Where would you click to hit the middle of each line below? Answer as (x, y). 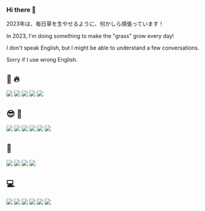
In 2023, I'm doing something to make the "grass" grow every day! (90, 36)
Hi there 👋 (21, 10)
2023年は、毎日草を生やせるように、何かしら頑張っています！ (85, 24)
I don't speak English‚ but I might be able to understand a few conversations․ (103, 48)
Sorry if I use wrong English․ (42, 60)
